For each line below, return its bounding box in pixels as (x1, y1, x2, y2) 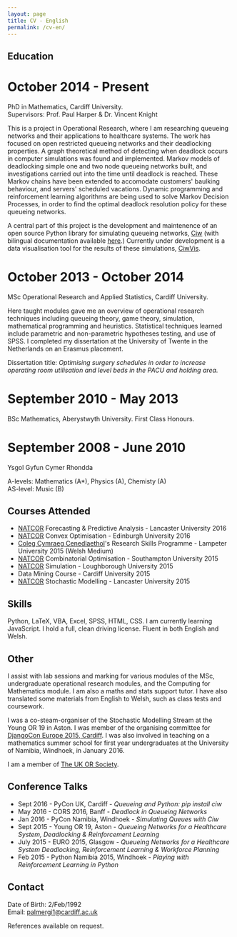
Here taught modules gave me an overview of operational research (7, 306, 205, 315)
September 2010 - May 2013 (7, 391, 179, 407)
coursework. (7, 701, 45, 711)
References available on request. (7, 921, 104, 930)
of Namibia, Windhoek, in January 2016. (7, 746, 125, 754)
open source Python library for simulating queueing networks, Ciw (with (7, 229, 219, 237)
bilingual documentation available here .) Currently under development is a (7, 236, 226, 245)
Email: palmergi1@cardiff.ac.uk (7, 908, 98, 916)
